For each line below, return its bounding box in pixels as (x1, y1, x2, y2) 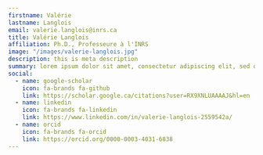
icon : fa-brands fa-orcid (22, 128, 107, 135)
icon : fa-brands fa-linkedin (22, 106, 117, 114)
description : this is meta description (8, 56, 139, 63)
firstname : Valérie (8, 11, 72, 20)
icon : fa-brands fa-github (22, 84, 110, 92)
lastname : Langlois (8, 19, 72, 27)
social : (8, 70, 34, 77)
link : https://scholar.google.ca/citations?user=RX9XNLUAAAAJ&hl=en (22, 92, 250, 99)
